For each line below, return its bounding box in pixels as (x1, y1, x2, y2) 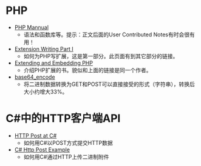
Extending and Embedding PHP (14, 59, 94, 67)
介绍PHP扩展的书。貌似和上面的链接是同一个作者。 (23, 66, 152, 73)
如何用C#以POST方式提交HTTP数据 (23, 139, 113, 146)
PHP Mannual (14, 24, 49, 31)
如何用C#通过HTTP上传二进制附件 (23, 153, 110, 161)
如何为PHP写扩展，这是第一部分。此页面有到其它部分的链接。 (23, 52, 179, 59)
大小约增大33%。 (23, 88, 68, 95)
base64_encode (14, 73, 55, 81)
